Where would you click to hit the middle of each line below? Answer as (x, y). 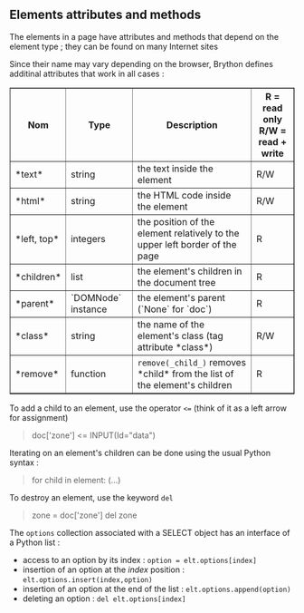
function (89, 374)
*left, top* (37, 238)
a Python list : (35, 542)
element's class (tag (180, 336)
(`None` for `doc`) (175, 309)
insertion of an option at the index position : (104, 569)
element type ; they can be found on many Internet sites (114, 46)
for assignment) (39, 417)
